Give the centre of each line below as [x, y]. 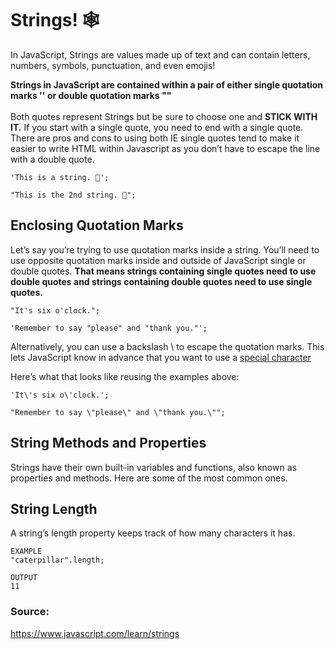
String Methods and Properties [108, 443]
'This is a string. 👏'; [60, 177]
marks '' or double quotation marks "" [91, 95]
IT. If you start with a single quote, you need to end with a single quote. [157, 127]
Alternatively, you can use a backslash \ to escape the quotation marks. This [167, 346]
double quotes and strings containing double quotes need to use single [161, 281]
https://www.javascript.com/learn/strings [95, 633]
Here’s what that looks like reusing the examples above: [125, 376]
